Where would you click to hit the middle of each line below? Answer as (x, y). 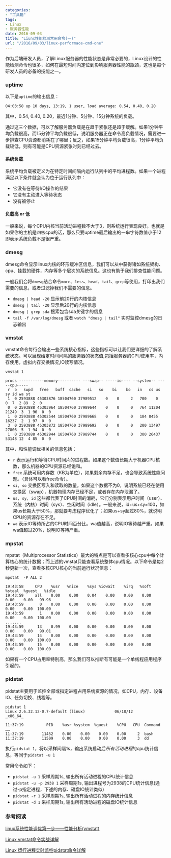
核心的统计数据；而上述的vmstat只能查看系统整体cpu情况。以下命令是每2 (87, 561)
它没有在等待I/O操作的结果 (40, 188)
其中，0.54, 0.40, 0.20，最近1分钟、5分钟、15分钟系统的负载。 (71, 116)
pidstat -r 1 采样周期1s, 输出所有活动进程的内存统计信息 (73, 795)
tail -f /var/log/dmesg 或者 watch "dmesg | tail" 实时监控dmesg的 (85, 317)
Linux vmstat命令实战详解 (32, 839)
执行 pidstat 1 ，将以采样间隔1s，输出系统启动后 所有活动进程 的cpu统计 (80, 748)
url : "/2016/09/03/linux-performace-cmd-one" (54, 43)
